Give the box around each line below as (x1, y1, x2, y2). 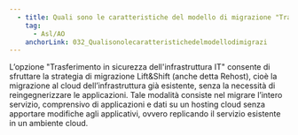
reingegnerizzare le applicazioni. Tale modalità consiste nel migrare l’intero (9, 90, 283, 101)
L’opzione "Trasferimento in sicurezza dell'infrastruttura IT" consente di (9, 62, 271, 72)
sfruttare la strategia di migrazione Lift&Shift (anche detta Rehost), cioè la (9, 71, 278, 82)
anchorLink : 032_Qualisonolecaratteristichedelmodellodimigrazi (25, 37, 268, 47)
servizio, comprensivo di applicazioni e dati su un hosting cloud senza (9, 99, 266, 110)
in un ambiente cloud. (9, 118, 89, 129)
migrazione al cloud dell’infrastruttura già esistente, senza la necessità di (9, 80, 276, 91)
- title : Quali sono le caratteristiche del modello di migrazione (17, 12, 272, 22)
